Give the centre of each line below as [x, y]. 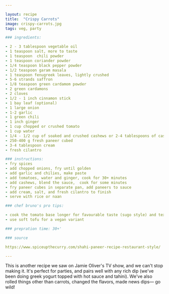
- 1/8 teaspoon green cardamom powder [46, 84]
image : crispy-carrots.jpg [33, 24]
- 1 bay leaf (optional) [31, 103]
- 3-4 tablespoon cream [30, 145]
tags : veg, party [23, 28]
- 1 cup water [20, 131]
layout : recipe [21, 14]
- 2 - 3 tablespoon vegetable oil [41, 47]
